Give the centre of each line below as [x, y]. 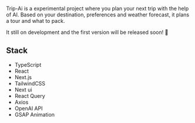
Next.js [23, 77]
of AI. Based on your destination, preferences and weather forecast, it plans [98, 15]
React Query [30, 95]
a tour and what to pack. [36, 21]
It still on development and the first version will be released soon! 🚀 [87, 32]
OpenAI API [28, 108]
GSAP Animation [34, 114]
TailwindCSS [30, 83]
